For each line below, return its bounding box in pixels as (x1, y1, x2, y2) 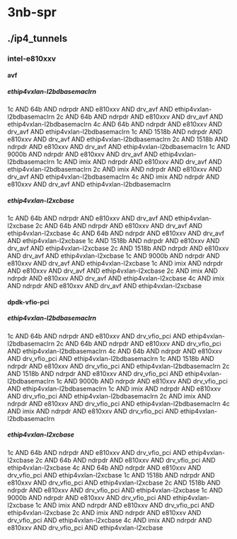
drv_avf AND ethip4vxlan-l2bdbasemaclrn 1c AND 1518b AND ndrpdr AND (7, 128, 223, 136)
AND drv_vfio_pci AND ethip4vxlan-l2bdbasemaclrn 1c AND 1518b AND (7, 354, 214, 362)
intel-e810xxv (7, 54, 57, 64)
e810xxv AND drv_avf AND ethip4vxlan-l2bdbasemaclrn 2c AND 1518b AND (7, 135, 229, 143)
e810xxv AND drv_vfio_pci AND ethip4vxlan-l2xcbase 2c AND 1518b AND (7, 478, 221, 487)
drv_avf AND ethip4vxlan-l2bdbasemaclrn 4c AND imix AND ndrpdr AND (7, 172, 220, 181)
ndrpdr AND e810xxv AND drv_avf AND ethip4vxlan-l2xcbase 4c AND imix (7, 274, 225, 283)
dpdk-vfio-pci (7, 297, 50, 306)
